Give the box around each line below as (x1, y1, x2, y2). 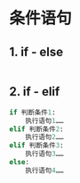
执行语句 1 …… (25, 116, 64, 125)
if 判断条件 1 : (9, 108, 56, 117)
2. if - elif (9, 84, 60, 99)
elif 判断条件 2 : (9, 124, 64, 134)
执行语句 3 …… (25, 149, 64, 159)
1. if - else (9, 44, 64, 59)
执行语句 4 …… (25, 166, 64, 175)
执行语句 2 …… (25, 133, 64, 142)
